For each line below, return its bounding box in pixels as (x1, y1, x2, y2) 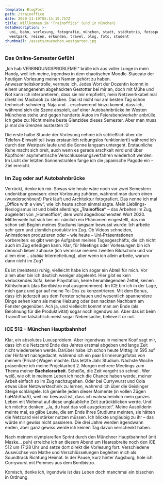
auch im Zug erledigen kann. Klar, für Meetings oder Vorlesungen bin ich (5, 242, 150, 248)
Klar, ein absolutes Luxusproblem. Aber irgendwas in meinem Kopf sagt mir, (5, 337, 157, 342)
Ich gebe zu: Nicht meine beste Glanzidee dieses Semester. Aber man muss (5, 117, 157, 123)
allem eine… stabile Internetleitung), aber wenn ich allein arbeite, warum (5, 253, 149, 259)
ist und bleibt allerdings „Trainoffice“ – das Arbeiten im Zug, (32, 207, 153, 212)
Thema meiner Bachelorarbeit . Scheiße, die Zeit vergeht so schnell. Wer (5, 368, 150, 373)
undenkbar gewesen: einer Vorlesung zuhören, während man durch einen (5, 191, 153, 197)
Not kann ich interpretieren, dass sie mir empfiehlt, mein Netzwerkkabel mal (5, 92, 157, 97)
